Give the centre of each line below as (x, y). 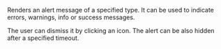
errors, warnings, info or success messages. (71, 17)
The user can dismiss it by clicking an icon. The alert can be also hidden (111, 31)
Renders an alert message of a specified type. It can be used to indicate (111, 10)
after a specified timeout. (43, 38)
